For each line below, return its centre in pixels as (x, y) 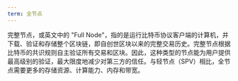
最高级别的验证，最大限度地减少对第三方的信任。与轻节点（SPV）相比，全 (116, 61)
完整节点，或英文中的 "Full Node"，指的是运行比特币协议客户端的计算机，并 (118, 35)
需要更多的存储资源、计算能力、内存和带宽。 (78, 70)
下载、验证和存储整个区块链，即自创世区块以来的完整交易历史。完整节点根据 (119, 44)
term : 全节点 (25, 14)
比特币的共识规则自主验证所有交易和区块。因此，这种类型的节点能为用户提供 (119, 52)
